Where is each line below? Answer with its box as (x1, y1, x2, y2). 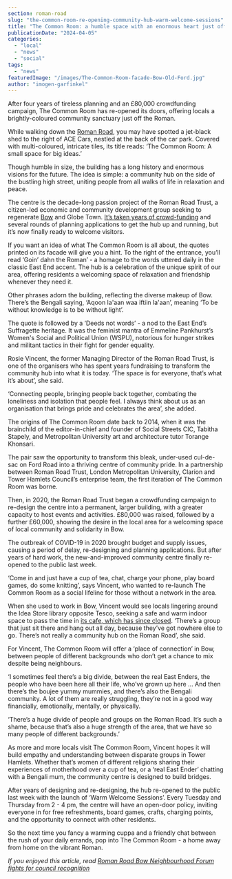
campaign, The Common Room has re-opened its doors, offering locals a (8, 107, 215, 115)
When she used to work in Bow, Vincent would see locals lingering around (8, 602, 218, 611)
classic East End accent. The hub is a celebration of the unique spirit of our (8, 263, 221, 271)
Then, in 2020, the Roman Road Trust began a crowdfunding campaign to (8, 496, 217, 504)
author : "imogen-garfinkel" (8, 81, 89, 88)
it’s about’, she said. (8, 377, 64, 385)
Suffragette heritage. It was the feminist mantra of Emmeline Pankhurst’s (8, 326, 214, 335)
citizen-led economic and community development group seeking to (8, 206, 202, 214)
